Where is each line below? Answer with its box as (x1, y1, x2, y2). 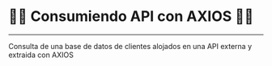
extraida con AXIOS (8, 50, 74, 60)
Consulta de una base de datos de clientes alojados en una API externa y (8, 41, 253, 51)
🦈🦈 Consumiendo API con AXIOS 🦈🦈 (8, 7, 254, 26)
